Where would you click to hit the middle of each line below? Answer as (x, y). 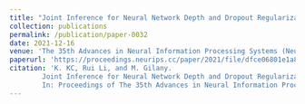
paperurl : (28, 60)
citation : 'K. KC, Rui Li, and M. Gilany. (91, 69)
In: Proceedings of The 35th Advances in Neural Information (160, 85)
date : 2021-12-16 (42, 43)
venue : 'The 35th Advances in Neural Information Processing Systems (144, 52)
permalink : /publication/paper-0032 (79, 34)
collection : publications (58, 26)
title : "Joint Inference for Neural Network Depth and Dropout (132, 18)
